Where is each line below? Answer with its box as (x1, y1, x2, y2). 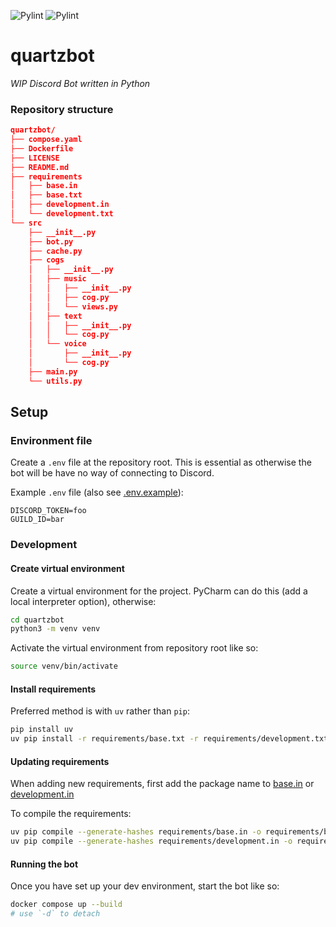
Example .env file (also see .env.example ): (10, 486, 184, 499)
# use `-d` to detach (10, 909, 101, 919)
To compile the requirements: (10, 808, 132, 820)
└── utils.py (28, 376, 83, 386)
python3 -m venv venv (10, 624, 101, 634)
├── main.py (28, 366, 78, 377)
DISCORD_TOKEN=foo (10, 506, 87, 516)
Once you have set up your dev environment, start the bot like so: (10, 880, 280, 892)
